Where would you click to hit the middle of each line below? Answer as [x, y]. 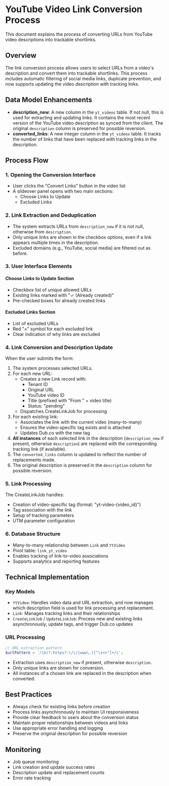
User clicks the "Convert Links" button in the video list [69, 186]
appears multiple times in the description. [56, 243]
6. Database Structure [33, 534]
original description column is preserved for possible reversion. [79, 128]
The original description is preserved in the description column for [82, 465]
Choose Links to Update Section [40, 279]
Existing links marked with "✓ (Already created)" [63, 295]
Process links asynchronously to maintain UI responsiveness [76, 712]
